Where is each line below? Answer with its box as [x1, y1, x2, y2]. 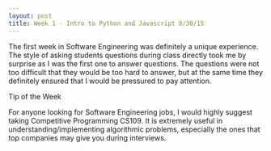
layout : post [8, 11, 53, 20]
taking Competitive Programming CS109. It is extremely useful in [8, 115, 223, 125]
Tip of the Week [8, 91, 62, 101]
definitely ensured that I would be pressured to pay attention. [8, 76, 212, 86]
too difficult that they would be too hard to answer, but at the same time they [8, 67, 264, 77]
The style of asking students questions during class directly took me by [8, 50, 247, 60]
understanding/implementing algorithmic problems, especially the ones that [8, 124, 260, 134]
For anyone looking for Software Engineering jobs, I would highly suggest [8, 107, 253, 117]
